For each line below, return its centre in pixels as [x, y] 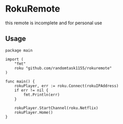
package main [19, 50]
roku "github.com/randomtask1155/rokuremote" [63, 68]
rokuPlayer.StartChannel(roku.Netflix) [56, 108]
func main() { [20, 81]
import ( [14, 59]
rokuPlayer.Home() [34, 112]
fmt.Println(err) [42, 95]
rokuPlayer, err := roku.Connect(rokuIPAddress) [67, 86]
